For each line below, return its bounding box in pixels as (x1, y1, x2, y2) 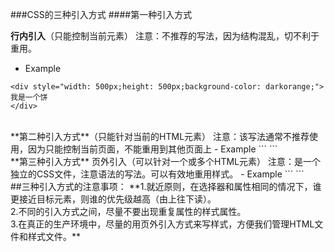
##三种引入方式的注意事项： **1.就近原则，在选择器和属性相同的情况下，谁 (10, 181, 322, 192)
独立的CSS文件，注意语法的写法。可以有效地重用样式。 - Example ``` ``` (10, 168, 305, 180)
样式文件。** (27, 231, 82, 242)
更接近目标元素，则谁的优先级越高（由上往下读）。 (10, 193, 217, 205)
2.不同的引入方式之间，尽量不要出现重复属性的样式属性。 (10, 206, 247, 217)
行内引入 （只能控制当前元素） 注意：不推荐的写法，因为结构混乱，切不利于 (10, 30, 320, 42)
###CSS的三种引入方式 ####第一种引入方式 (10, 9, 193, 20)
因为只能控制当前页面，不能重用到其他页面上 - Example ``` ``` (27, 143, 278, 155)
